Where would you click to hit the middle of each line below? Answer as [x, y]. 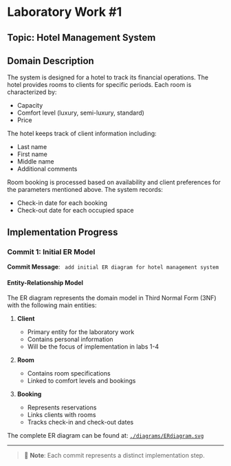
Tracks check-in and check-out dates [80, 423]
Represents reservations [62, 407]
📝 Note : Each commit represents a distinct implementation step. [114, 456]
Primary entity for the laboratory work [81, 332]
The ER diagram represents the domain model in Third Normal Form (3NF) [112, 298]
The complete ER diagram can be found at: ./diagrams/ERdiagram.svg [106, 436]
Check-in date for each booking [62, 203]
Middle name [36, 162]
